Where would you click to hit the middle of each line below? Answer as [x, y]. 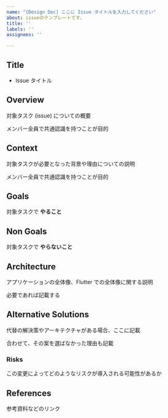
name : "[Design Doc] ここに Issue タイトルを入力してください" [81, 12]
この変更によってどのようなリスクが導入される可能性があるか [84, 373]
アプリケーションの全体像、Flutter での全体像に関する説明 [80, 282]
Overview [25, 100]
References [29, 393]
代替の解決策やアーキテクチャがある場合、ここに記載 [74, 330]
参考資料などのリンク [33, 408]
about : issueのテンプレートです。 [45, 18]
